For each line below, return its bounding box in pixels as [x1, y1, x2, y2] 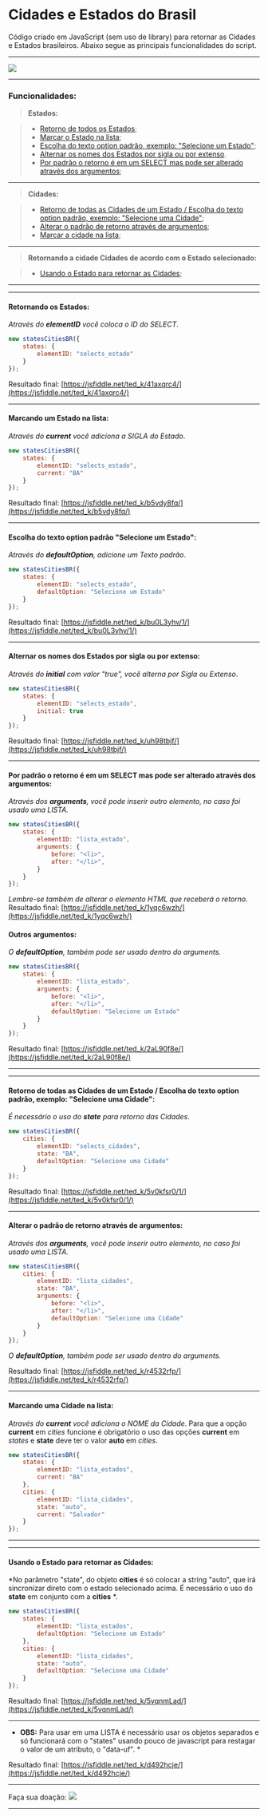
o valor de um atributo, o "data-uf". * [19, 1744, 141, 1754]
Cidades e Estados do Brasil [8, 6, 197, 24]
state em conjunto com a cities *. [8, 1592, 118, 1601]
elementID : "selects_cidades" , [37, 1142, 141, 1150]
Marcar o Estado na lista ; [39, 133, 122, 142]
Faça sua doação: [8, 1792, 67, 1802]
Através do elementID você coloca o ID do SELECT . [8, 319, 179, 329]
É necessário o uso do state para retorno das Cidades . [8, 1112, 190, 1122]
